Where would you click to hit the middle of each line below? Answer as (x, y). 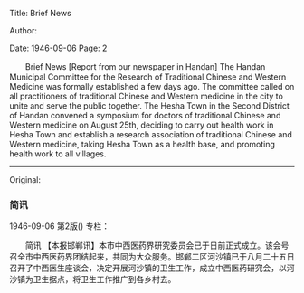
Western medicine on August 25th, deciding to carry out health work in (142, 125)
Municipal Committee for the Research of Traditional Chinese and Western (148, 77)
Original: (25, 180)
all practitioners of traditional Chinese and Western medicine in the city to (146, 96)
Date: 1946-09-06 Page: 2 (58, 48)
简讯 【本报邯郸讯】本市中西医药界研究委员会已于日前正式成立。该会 (153, 246)
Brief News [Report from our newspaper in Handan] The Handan (145, 66)
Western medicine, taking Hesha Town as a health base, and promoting (142, 144)
